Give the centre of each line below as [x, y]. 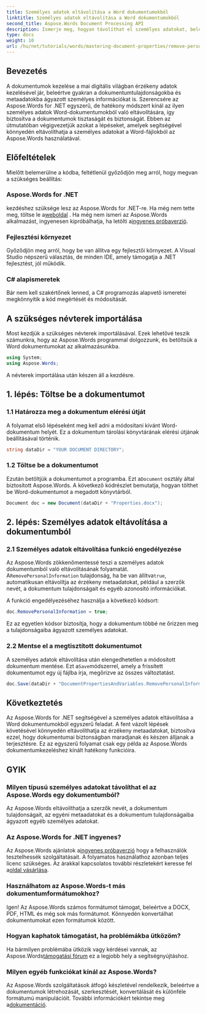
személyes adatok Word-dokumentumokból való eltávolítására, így [90, 112]
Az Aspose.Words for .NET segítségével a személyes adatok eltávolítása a [100, 718]
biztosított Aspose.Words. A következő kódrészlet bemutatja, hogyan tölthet [102, 485]
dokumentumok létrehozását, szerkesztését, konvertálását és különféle [96, 992]
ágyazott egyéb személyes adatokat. [53, 821]
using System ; [25, 358]
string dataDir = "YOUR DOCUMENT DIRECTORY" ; [65, 450]
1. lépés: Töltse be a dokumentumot [76, 395]
